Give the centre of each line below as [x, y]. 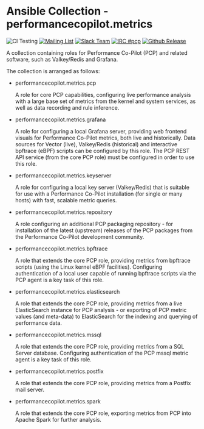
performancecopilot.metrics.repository [63, 212]
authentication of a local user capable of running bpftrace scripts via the [105, 273]
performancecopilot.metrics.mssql [58, 335]
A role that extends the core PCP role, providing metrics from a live [99, 303]
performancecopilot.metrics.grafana [60, 119]
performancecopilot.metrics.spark [58, 401]
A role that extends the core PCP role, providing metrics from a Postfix [103, 383]
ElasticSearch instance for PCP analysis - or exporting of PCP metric [101, 310]
